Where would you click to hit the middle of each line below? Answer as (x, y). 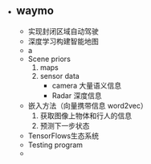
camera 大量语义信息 (87, 85)
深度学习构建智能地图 (63, 41)
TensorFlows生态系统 (63, 135)
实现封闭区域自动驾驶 (63, 31)
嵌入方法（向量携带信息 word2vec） (88, 105)
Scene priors (49, 59)
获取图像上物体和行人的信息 (86, 115)
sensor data (60, 76)
